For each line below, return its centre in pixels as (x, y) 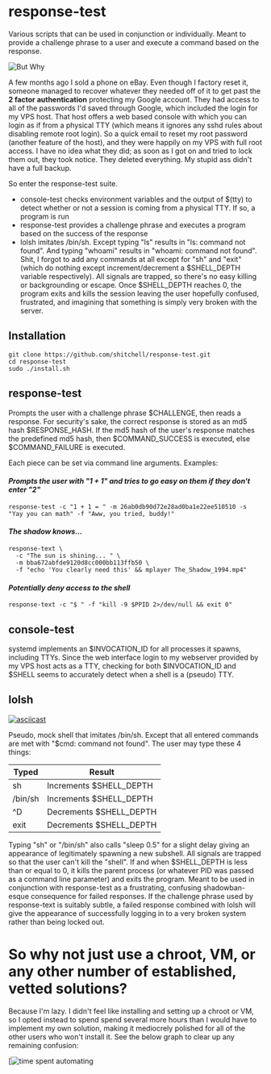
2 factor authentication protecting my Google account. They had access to (134, 99)
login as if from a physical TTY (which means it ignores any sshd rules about (135, 125)
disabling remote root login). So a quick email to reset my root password (128, 133)
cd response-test (38, 361)
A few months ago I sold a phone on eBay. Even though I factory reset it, (128, 82)
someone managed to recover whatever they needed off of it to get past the (134, 90)
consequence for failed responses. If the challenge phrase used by (142, 896)
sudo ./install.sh (39, 368)
